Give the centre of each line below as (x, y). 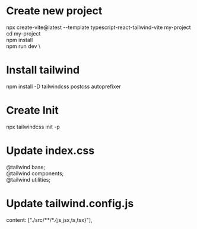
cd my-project (23, 33)
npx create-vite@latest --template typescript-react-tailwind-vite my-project (99, 27)
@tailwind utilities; (28, 179)
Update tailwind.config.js (70, 203)
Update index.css (50, 151)
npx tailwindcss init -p (33, 127)
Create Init (33, 110)
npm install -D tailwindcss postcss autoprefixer (64, 86)
